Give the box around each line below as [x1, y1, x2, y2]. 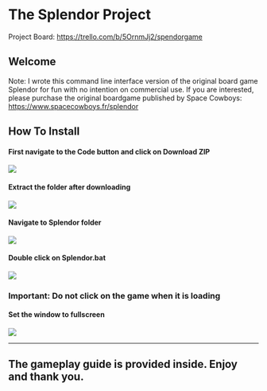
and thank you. [8, 370, 84, 384]
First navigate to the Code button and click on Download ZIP [8, 147, 211, 156]
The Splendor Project [8, 6, 151, 24]
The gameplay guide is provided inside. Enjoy [8, 358, 238, 371]
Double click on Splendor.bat [8, 253, 106, 263]
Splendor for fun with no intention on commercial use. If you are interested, [8, 84, 254, 94]
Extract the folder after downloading [8, 182, 131, 192]
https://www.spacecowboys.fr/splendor [8, 101, 139, 111]
